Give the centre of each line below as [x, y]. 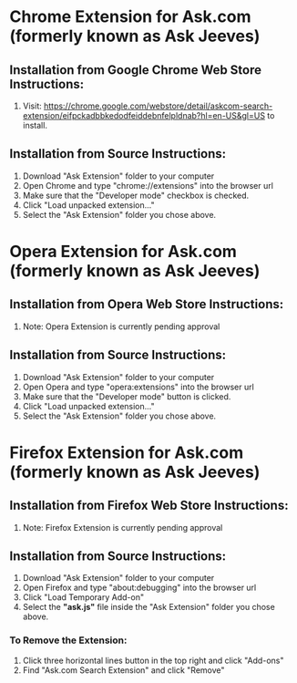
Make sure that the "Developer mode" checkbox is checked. [136, 195]
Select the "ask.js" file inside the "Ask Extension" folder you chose [148, 607]
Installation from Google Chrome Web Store [136, 70]
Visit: [32, 106]
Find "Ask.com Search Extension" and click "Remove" [123, 670]
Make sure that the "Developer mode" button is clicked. [127, 396]
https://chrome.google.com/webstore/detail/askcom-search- [159, 106]
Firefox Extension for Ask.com [127, 452]
